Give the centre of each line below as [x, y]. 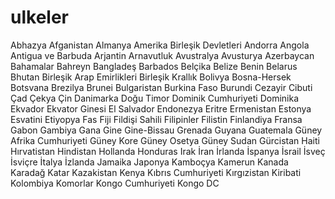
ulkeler [39, 17]
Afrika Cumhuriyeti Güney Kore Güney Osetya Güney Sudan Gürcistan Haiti [165, 140]
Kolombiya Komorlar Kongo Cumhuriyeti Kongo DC [115, 183]
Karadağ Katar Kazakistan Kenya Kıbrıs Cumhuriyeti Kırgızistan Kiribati [156, 172]
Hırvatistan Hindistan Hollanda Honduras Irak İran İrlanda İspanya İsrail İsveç [168, 151]
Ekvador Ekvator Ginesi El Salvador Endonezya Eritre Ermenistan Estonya [161, 108]
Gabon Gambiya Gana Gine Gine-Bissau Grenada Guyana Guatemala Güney [166, 130]
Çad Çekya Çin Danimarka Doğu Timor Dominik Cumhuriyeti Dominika [154, 98]
